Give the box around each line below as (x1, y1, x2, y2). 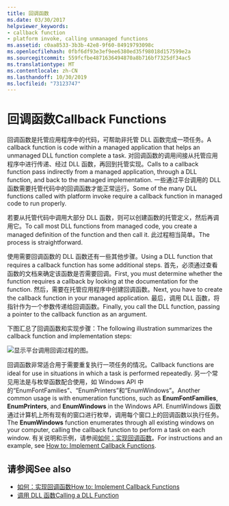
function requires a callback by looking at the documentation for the (7, 277, 198, 286)
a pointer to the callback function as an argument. (7, 310, 148, 318)
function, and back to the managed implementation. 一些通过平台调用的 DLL (7, 176, 221, 184)
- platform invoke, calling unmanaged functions (7, 36, 148, 42)
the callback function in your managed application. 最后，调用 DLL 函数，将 (7, 294, 220, 302)
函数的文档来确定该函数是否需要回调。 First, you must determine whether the (7, 270, 223, 278)
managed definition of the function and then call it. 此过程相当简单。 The (7, 231, 210, 239)
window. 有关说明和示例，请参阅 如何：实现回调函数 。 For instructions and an (7, 434, 223, 442)
